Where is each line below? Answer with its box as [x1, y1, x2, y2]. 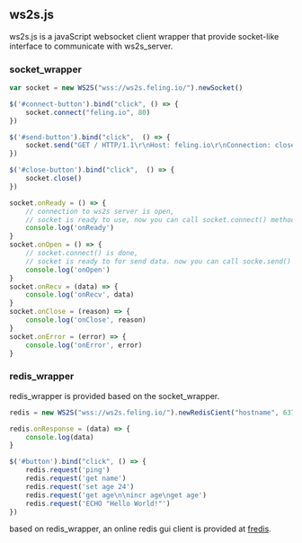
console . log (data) [25, 432, 94, 441]
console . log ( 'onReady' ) [25, 224, 115, 233]
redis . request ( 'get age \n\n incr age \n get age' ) [25, 490, 207, 500]
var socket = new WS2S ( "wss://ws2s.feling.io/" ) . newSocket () [9, 84, 244, 93]
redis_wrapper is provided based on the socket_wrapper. [9, 390, 220, 401]
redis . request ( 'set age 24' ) [25, 482, 135, 491]
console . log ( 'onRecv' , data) [25, 290, 135, 299]
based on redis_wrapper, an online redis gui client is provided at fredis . [9, 523, 271, 534]
